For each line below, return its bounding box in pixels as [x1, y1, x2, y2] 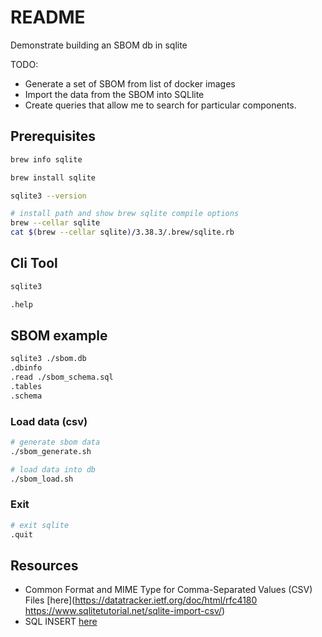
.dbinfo [10, 363, 43, 373]
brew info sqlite [10, 154, 83, 165]
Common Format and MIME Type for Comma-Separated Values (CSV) [24, 584, 313, 596]
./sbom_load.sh [10, 474, 74, 484]
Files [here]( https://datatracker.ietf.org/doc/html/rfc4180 [24, 594, 258, 606]
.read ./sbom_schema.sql [10, 372, 114, 383]
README [10, 6, 86, 29]
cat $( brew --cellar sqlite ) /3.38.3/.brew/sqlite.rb [10, 227, 235, 238]
